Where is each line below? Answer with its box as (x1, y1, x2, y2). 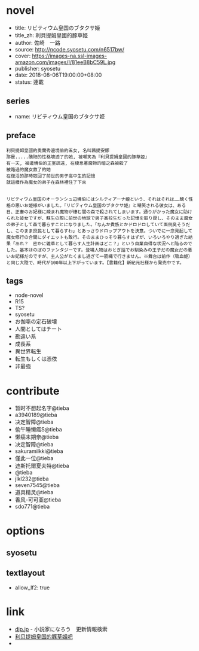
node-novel (14, 291, 44, 299)
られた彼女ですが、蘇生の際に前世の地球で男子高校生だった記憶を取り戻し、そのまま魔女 (6, 215, 193, 221)
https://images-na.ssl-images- (32, 52, 108, 59)
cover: (14, 52, 31, 59)
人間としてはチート (14, 325, 63, 333)
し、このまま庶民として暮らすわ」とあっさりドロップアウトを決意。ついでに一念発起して (6, 228, 193, 234)
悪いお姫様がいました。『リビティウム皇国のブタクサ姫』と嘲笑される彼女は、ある (14, 202, 186, 208)
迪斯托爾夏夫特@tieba (14, 462, 70, 470)
